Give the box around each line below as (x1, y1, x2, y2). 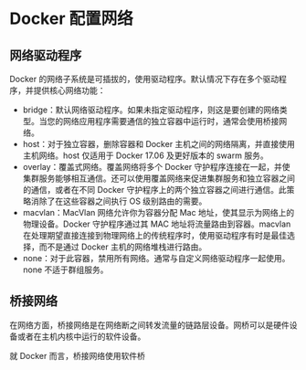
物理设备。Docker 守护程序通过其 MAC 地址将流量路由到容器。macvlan (22, 218, 291, 229)
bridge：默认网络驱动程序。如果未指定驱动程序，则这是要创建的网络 (22, 104, 280, 115)
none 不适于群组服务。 (22, 264, 109, 275)
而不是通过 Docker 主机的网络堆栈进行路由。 (38, 241, 207, 252)
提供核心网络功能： (33, 85, 106, 96)
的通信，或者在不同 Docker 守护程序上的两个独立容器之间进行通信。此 (22, 185, 287, 195)
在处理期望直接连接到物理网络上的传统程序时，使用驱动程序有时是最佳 (22, 230, 288, 240)
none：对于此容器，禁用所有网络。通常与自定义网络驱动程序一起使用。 (22, 253, 290, 263)
